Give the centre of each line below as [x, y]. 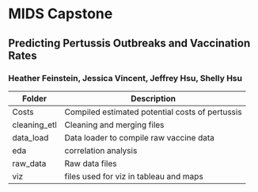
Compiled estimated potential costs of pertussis [154, 112]
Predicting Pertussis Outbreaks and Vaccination [129, 43]
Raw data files [91, 163]
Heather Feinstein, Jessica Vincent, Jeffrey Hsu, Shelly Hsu [125, 78]
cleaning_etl [34, 125]
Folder [35, 98]
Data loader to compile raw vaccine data [140, 137]
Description [153, 98]
